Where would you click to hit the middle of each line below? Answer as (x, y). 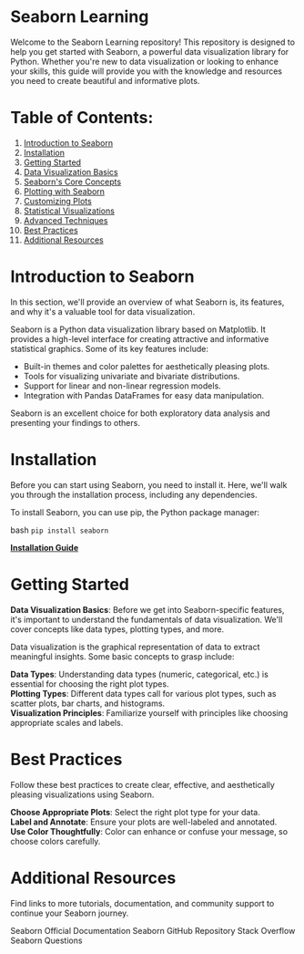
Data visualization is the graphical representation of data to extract (135, 647)
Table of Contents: (82, 118)
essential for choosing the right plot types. (90, 684)
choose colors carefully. (56, 841)
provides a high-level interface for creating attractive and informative (140, 338)
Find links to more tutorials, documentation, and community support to (142, 903)
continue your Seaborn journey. (70, 913)
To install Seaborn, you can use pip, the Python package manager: (135, 512)
